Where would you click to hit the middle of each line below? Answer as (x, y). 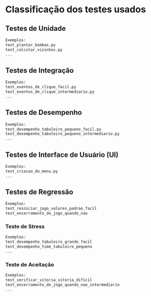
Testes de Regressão (39, 192)
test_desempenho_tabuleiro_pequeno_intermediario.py (62, 134)
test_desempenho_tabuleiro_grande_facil (49, 242)
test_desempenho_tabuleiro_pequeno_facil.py (53, 129)
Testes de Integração (40, 70)
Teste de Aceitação (30, 264)
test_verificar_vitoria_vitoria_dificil (49, 280)
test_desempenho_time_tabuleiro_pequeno (49, 247)
